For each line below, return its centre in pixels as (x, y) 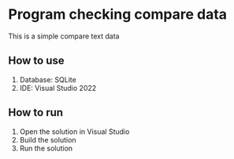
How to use (36, 61)
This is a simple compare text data (64, 36)
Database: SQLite (48, 79)
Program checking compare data (117, 14)
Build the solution (48, 139)
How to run (36, 112)
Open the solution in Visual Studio (74, 132)
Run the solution (46, 148)
